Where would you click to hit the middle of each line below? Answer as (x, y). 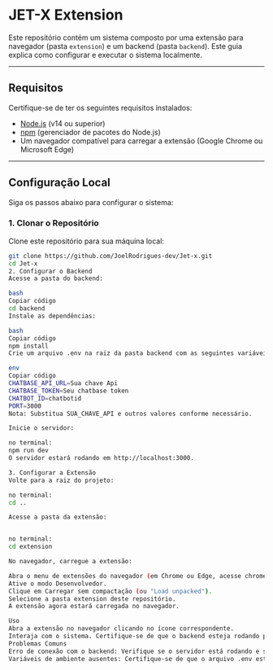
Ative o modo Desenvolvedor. (58, 584)
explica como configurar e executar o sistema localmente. (106, 55)
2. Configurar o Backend (50, 271)
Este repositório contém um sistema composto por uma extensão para (126, 37)
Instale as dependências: (52, 316)
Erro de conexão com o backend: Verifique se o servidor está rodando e (134, 651)
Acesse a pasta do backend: (56, 278)
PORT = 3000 (25, 406)
